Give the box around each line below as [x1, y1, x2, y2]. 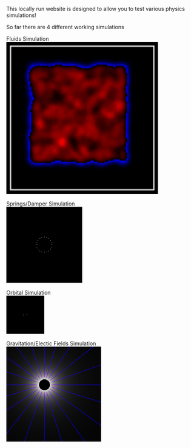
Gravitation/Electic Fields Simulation [6, 340, 96, 347]
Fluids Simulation [6, 35, 50, 42]
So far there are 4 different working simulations [6, 24, 124, 30]
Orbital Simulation [6, 289, 51, 296]
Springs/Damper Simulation [6, 200, 75, 207]
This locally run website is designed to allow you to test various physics [6, 5, 185, 12]
